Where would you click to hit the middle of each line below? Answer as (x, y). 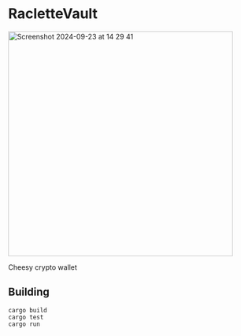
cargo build (28, 310)
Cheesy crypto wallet (43, 267)
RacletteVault (53, 14)
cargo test (26, 317)
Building (29, 292)
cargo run (24, 324)
